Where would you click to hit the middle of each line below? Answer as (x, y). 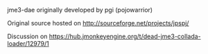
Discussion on (27, 36)
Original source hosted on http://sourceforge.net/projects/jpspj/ (98, 23)
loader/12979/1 (28, 43)
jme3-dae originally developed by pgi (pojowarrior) (80, 10)
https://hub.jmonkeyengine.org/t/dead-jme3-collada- (125, 36)
